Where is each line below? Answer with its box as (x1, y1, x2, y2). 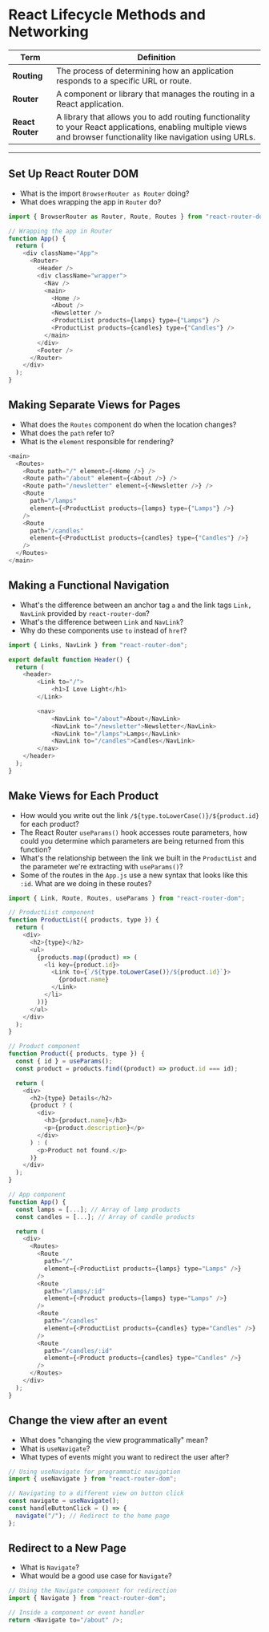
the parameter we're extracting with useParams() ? (19, 861, 183, 871)
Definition (137, 51, 176, 63)
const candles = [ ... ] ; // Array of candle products (15, 1213, 195, 1221)
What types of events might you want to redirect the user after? (19, 1452, 230, 1461)
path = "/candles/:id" (43, 1347, 113, 1355)
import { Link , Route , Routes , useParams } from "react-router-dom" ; (8, 894, 246, 902)
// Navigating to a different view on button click (8, 1489, 184, 1497)
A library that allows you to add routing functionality (55, 111, 251, 122)
